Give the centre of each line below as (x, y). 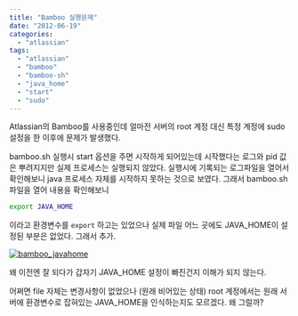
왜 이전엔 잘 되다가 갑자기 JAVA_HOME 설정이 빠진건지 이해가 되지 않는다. (138, 272)
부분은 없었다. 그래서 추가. (71, 236)
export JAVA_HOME (41, 207)
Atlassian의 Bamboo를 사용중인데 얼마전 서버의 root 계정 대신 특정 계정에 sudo (147, 126)
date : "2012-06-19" (45, 26)
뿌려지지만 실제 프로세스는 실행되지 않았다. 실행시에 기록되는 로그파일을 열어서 (154, 168)
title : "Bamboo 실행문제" (53, 17)
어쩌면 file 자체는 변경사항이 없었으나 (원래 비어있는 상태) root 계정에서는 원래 (144, 291)
